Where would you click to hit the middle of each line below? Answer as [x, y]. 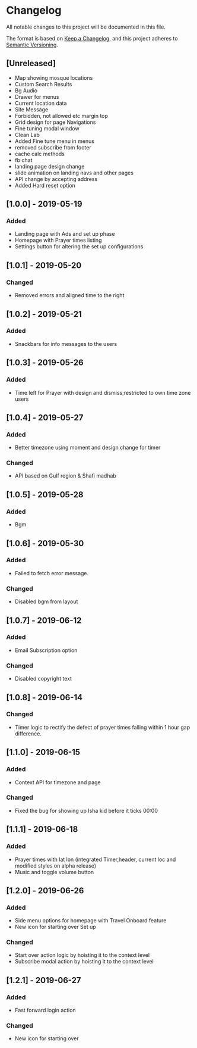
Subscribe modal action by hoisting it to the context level [84, 962]
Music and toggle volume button [54, 872]
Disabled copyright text [43, 679]
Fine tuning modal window [47, 128]
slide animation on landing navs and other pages [74, 173]
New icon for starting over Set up [55, 927]
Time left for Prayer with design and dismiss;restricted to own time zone [103, 392]
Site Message [31, 109]
